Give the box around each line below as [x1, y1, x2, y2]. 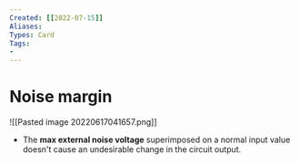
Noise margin [9, 87, 113, 108]
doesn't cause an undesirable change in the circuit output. [22, 144, 242, 155]
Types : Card [9, 30, 55, 39]
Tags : [9, 38, 30, 48]
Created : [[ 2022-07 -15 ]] [9, 13, 104, 23]
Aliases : [9, 22, 43, 31]
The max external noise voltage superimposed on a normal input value [22, 134, 291, 146]
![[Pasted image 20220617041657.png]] [9, 117, 157, 128]
